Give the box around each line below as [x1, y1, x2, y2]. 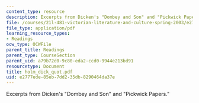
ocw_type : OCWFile [6, 42, 52, 48]
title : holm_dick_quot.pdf [6, 69, 73, 75]
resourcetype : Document [6, 63, 65, 69]
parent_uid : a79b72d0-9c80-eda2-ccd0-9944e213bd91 [6, 58, 134, 64]
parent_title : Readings [6, 47, 65, 53]
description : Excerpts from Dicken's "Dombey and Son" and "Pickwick [6, 14, 182, 20]
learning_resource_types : [6, 31, 70, 36]
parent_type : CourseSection [6, 52, 76, 58]
